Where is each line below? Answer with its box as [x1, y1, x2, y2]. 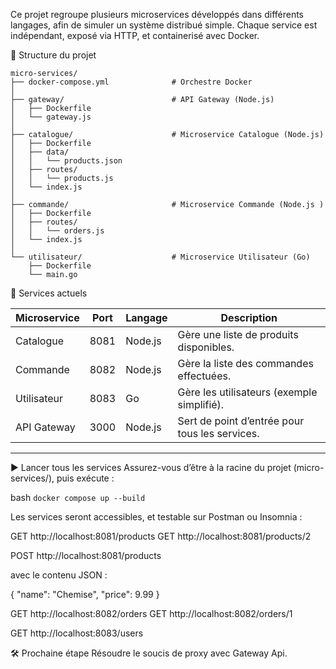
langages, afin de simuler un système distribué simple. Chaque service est [10, 19, 318, 31]
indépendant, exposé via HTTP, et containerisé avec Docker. [10, 30, 260, 41]
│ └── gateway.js [10, 112, 92, 122]
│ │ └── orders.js [10, 226, 105, 236]
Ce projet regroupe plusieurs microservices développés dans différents [10, 9, 305, 20]
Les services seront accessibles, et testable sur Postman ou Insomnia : [10, 511, 303, 523]
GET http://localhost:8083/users [10, 627, 144, 639]
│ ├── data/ [10, 147, 70, 157]
